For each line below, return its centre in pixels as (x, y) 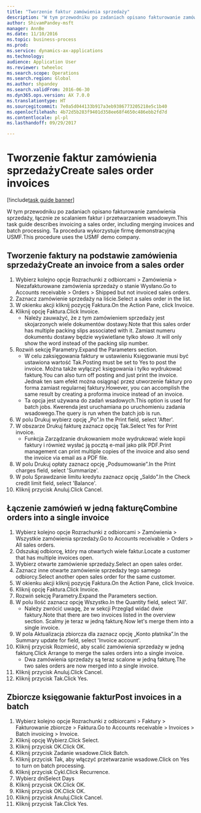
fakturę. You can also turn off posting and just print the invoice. (101, 375)
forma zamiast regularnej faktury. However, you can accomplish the (107, 387)
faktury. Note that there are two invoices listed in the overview (100, 615)
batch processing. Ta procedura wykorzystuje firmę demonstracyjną (91, 230)
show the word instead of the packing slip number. (86, 343)
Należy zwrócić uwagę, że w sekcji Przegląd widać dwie (94, 608)
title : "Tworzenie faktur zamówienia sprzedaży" (68, 12)
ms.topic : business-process (42, 40)
